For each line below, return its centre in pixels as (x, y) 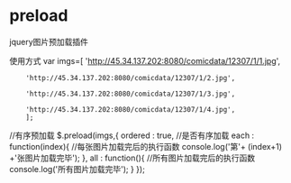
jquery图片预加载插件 (49, 41)
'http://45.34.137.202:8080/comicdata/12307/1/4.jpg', (131, 109)
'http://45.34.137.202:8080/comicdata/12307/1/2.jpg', (131, 78)
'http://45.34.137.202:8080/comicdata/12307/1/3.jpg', (131, 94)
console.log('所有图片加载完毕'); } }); (77, 169)
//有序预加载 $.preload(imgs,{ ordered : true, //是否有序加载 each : (132, 135)
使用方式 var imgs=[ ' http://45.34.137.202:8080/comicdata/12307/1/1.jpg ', (145, 60)
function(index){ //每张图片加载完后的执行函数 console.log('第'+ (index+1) (145, 146)
